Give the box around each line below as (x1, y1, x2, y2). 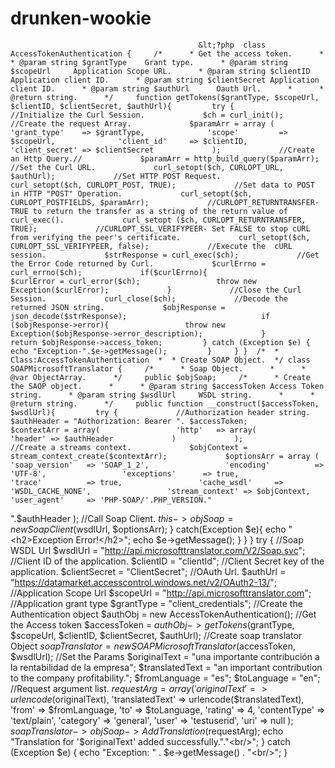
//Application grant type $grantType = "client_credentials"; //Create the (10, 597, 303, 609)
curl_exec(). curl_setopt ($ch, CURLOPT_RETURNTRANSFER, (10, 215, 307, 225)
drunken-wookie (10, 7, 152, 30)
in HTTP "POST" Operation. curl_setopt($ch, (10, 188, 253, 199)
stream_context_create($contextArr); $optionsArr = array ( (10, 451, 320, 461)
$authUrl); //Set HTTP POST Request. (10, 171, 222, 181)
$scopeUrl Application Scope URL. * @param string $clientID (10, 66, 311, 76)
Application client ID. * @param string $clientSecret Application (10, 75, 320, 85)
